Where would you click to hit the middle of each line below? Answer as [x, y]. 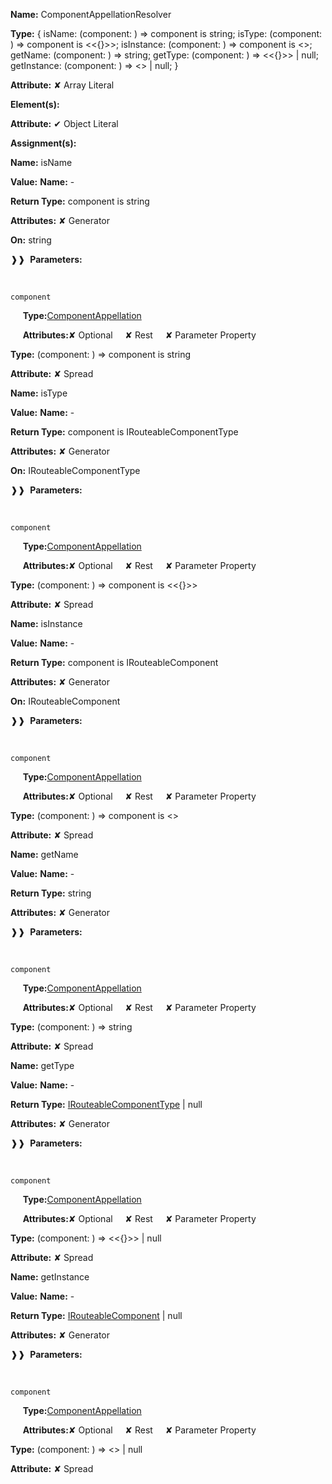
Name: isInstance [46, 623]
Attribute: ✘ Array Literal [62, 85]
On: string [31, 240]
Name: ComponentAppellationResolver [91, 14]
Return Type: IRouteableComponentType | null [106, 1104]
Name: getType [42, 1065]
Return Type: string [51, 893]
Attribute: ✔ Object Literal [64, 123]
